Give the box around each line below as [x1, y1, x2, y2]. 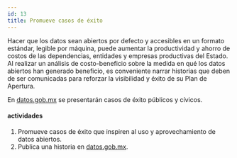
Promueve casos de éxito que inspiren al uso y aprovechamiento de [17, 127, 216, 135]
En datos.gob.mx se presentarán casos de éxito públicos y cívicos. [7, 95, 203, 103]
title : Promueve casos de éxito [7, 17, 103, 24]
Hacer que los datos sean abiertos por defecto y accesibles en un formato [7, 36, 225, 45]
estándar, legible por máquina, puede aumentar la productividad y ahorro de [7, 44, 231, 52]
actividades [7, 111, 43, 120]
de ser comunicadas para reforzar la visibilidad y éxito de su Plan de [7, 74, 207, 82]
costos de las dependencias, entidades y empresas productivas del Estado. [7, 51, 228, 60]
